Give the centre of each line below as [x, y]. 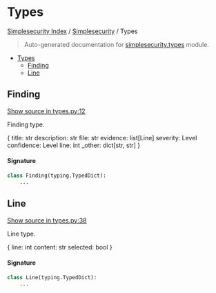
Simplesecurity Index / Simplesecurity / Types [72, 31]
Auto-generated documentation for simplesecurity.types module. [116, 44]
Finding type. [26, 124]
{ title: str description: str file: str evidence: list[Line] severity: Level [102, 138]
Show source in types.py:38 [47, 220]
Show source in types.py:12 [46, 111]
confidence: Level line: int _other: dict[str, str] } [73, 145]
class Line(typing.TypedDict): [52, 277]
